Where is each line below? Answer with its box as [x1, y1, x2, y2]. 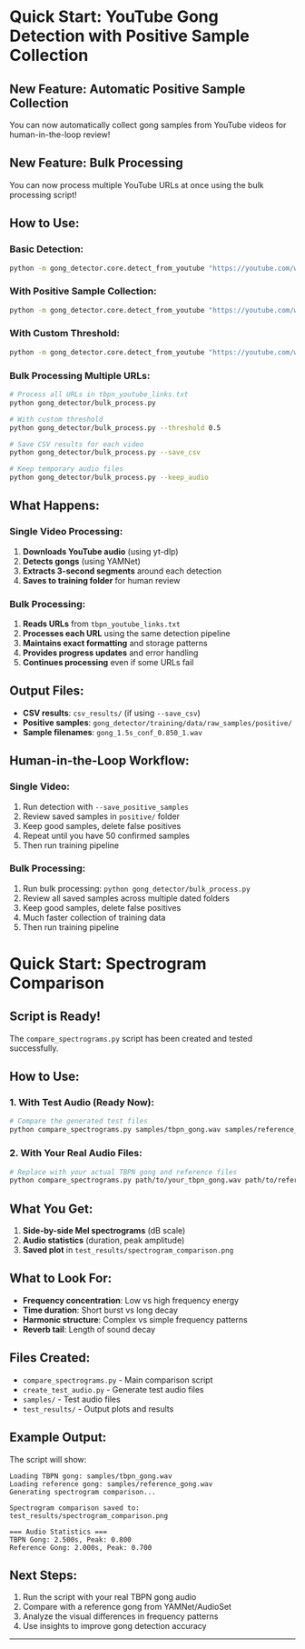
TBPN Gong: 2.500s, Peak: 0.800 [9, 1534, 132, 1544]
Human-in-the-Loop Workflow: [9, 753, 190, 769]
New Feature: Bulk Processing [9, 155, 183, 171]
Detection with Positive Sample [9, 25, 250, 46]
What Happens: [9, 498, 100, 514]
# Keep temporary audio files [9, 465, 124, 474]
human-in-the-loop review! [9, 129, 111, 140]
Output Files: [9, 684, 84, 699]
